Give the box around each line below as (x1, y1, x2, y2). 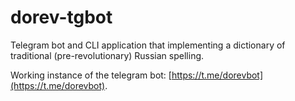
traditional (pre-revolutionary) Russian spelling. (10, 49, 205, 61)
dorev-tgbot (10, 6, 113, 29)
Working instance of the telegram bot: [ (10, 69, 172, 81)
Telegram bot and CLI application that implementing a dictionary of (10, 39, 286, 51)
